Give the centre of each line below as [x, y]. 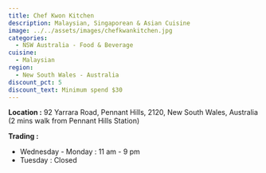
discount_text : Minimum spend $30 [66, 90]
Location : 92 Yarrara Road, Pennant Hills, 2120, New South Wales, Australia [133, 112]
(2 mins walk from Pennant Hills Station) [74, 121]
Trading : [23, 136]
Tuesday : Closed [48, 160]
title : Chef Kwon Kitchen [51, 16]
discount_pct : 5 [35, 82]
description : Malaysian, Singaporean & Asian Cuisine [100, 23]
